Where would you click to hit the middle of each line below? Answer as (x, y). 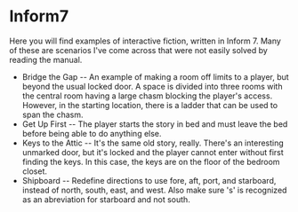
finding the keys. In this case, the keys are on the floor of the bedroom (151, 161)
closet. (34, 171)
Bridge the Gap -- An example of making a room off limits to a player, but (155, 76)
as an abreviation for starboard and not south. (106, 199)
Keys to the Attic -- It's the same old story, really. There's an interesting (153, 143)
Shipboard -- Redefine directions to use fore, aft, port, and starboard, (149, 180)
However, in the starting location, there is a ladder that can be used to (150, 105)
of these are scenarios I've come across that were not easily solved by (139, 50)
